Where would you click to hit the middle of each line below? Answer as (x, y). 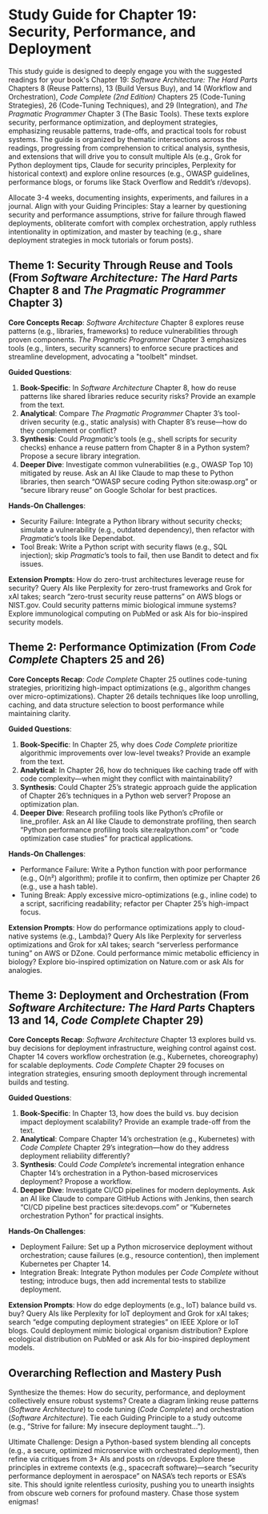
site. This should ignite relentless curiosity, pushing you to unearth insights (131, 1485)
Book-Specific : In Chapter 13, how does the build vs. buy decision (129, 1113)
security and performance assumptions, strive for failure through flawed (127, 214)
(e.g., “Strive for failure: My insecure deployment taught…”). (107, 1426)
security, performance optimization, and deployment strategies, (113, 122)
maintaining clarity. (40, 713)
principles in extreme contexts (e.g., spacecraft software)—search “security (133, 1467)
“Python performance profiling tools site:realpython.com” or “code (129, 829)
